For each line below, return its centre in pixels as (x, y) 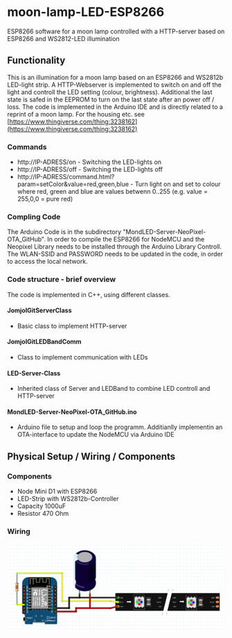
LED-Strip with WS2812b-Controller (68, 499)
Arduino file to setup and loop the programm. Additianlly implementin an (120, 427)
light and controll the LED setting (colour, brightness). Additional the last (110, 92)
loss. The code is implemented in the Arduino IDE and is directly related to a (115, 107)
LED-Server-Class (34, 373)
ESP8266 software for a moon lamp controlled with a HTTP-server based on (116, 31)
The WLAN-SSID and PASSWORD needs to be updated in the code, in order (115, 254)
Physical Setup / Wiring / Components (91, 456)
